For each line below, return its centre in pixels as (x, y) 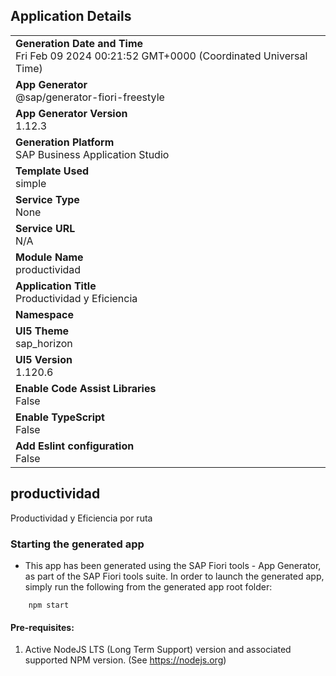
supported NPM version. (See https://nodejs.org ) (125, 660)
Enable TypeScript (60, 417)
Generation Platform (65, 142)
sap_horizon (44, 343)
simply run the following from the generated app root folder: (148, 586)
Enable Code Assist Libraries (86, 388)
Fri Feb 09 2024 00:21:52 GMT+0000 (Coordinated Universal (161, 56)
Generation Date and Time (79, 43)
